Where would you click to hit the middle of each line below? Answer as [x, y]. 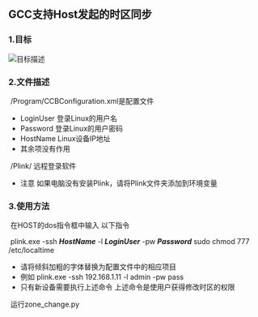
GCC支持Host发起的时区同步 [80, 15]
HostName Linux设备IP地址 [65, 138]
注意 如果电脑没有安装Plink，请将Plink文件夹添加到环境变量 [119, 183]
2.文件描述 [29, 82]
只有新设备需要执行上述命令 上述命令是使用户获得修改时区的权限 [127, 287]
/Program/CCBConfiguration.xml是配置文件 [82, 101]
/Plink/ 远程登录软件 [43, 165]
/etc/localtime [32, 251]
